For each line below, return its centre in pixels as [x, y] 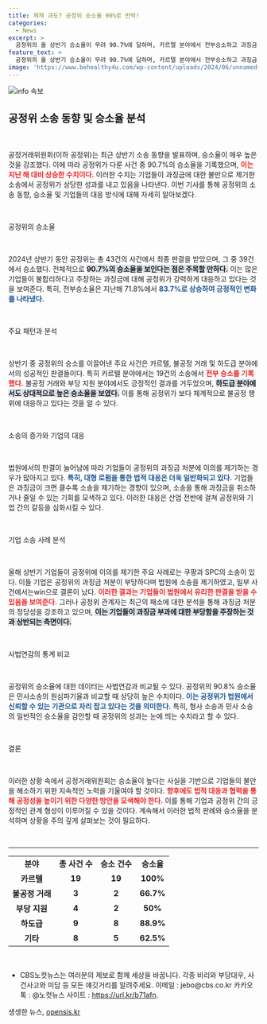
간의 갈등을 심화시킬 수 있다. [60, 507]
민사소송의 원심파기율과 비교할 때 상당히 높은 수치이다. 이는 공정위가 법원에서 [135, 696]
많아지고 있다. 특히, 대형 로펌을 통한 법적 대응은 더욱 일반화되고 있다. [128, 477]
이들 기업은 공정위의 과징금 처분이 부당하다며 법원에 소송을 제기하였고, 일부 [134, 582]
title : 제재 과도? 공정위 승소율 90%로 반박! [74, 16]
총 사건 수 [75, 863]
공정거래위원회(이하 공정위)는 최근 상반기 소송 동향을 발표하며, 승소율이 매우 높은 [133, 154]
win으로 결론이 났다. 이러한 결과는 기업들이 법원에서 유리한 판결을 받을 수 [145, 592]
